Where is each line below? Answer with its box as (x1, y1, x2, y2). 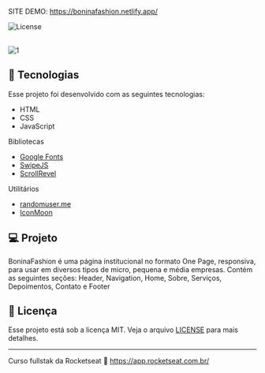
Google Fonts (19, 151, 64, 161)
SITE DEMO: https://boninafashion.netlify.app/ (8, 7, 159, 16)
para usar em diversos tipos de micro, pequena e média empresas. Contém (8, 264, 253, 274)
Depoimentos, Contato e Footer (8, 282, 110, 291)
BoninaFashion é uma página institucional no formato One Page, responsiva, (8, 256, 256, 266)
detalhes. (8, 334, 39, 343)
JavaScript (19, 121, 55, 131)
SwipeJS (19, 160, 49, 170)
